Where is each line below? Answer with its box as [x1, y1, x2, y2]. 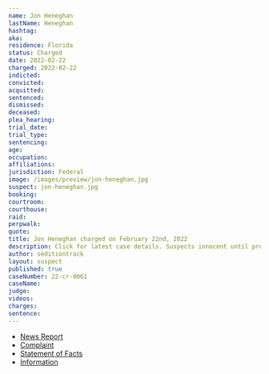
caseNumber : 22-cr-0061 [8, 272, 88, 280]
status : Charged [8, 49, 62, 57]
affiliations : [8, 161, 56, 169]
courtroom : [8, 198, 45, 206]
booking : [8, 190, 38, 199]
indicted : [8, 71, 42, 79]
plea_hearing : [8, 116, 56, 124]
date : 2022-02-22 [8, 57, 66, 65]
